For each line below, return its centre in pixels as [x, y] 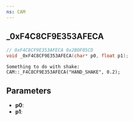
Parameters [29, 90]
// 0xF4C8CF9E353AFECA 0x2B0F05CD [50, 50]
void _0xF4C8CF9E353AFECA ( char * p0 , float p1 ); [68, 56]
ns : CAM [16, 12]
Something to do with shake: [43, 67]
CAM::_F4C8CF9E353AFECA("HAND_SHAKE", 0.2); [63, 72]
